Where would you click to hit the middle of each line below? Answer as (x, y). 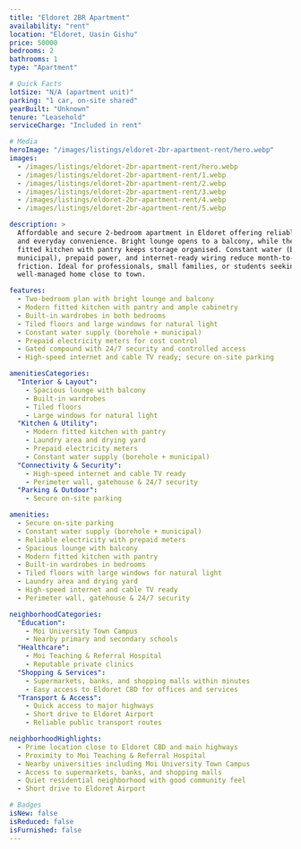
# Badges (26, 805)
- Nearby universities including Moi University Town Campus (134, 764)
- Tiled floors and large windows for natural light (118, 324)
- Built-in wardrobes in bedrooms (82, 565)
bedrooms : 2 (31, 51)
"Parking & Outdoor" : (58, 490)
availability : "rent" (50, 26)
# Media (24, 142)
